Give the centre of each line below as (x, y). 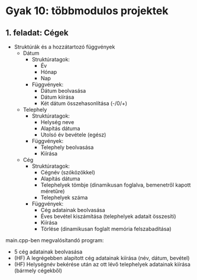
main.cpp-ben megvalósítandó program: (55, 240)
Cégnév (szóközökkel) (68, 172)
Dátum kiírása (57, 97)
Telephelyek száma (64, 197)
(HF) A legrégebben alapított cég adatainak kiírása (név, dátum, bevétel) (102, 258)
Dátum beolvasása (63, 91)
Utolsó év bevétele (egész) (73, 135)
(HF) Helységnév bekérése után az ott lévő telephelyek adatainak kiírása (102, 264)
